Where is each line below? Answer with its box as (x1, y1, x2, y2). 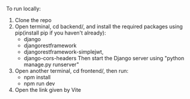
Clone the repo (14, 17, 52, 23)
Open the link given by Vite (14, 86, 82, 93)
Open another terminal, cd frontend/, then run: (14, 67, 129, 74)
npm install (23, 74, 51, 81)
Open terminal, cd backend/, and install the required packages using (14, 23, 183, 30)
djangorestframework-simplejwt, (23, 48, 104, 55)
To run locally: (6, 5, 41, 12)
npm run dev (23, 80, 55, 87)
